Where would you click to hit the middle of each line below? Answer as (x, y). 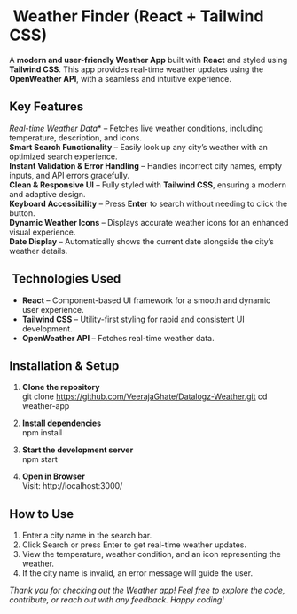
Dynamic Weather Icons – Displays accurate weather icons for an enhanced (149, 222)
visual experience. (43, 232)
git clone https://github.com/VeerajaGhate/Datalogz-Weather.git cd (145, 396)
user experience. (53, 309)
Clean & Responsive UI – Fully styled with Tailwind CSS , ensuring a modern (148, 185)
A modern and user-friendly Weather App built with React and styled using (148, 60)
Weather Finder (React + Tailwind (138, 16)
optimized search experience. (63, 156)
